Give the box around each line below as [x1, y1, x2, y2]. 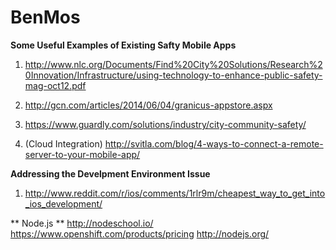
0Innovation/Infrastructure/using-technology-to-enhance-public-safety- [24, 69, 323, 81]
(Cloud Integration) [24, 137, 103, 150]
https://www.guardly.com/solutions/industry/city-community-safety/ [24, 118, 307, 130]
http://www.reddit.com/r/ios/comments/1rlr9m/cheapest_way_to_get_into [24, 187, 326, 199]
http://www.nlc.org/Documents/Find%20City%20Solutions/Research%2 [24, 58, 323, 70]
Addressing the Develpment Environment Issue [10, 167, 211, 180]
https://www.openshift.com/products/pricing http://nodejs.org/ [10, 227, 270, 240]
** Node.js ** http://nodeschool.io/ [10, 217, 154, 229]
